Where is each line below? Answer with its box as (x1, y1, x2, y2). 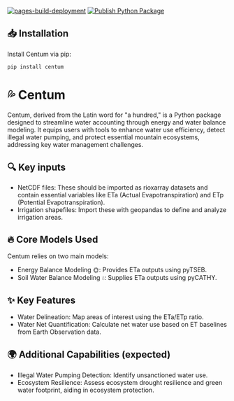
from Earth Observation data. (17, 328, 101, 336)
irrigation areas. (17, 213, 63, 222)
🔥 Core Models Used (7, 233, 98, 245)
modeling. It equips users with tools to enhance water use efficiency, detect (7, 125, 226, 134)
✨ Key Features (7, 294, 75, 306)
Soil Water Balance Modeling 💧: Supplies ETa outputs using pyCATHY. (17, 274, 217, 282)
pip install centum (7, 63, 64, 70)
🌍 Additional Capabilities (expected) (7, 349, 171, 360)
